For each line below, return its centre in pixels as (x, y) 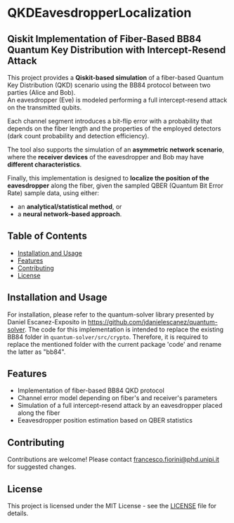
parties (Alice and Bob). (41, 92)
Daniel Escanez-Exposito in (47, 322)
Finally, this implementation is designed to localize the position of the (108, 178)
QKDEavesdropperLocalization (99, 13)
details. (18, 513)
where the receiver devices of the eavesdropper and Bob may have (106, 157)
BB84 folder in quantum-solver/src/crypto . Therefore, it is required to (108, 337)
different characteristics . (45, 164)
